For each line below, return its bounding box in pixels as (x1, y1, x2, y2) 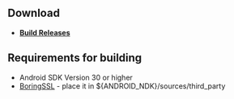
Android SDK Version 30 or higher (19, 72, 133, 82)
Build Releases (19, 27, 70, 37)
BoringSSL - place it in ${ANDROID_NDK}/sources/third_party (19, 80, 226, 91)
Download (7, 6, 60, 20)
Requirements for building (7, 52, 143, 65)
